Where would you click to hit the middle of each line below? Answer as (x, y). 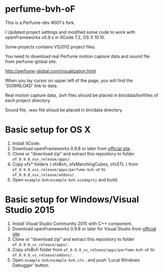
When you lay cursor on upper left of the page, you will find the (69, 80)
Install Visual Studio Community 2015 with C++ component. (72, 223)
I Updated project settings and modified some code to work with (70, 32)
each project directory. (28, 100)
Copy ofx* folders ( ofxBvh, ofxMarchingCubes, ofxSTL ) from (75, 164)
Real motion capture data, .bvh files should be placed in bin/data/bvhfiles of (82, 95)
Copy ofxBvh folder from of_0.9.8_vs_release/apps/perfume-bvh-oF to (83, 249)
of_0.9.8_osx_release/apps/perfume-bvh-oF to (59, 169)
